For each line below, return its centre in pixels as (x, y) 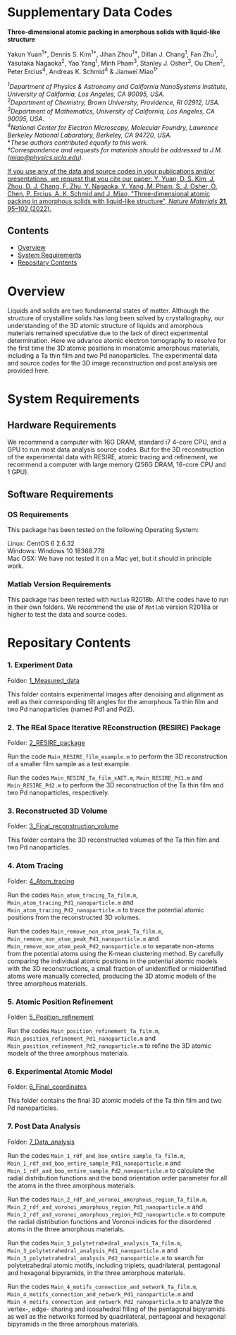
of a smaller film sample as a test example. (69, 764)
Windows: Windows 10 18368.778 (56, 550)
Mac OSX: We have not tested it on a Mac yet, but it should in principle (110, 558)
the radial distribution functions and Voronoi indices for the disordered (109, 1221)
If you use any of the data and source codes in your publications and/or (111, 171)
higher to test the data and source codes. (67, 615)
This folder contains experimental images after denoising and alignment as (116, 694)
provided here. (29, 370)
